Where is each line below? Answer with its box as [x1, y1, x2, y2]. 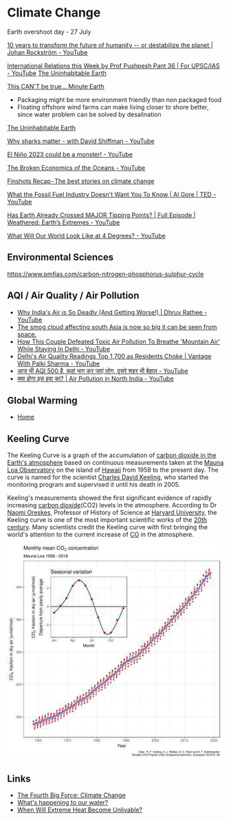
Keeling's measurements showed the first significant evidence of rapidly [7, 494, 212, 502]
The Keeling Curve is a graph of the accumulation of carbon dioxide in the [7, 451, 217, 459]
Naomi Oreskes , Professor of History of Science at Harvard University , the [7, 508, 217, 517]
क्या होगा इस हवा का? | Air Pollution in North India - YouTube [16, 374, 174, 383]
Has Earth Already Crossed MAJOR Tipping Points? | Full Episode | [7, 211, 196, 219]
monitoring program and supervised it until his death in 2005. [7, 481, 181, 489]
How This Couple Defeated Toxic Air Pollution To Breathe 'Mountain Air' [16, 337, 221, 346]
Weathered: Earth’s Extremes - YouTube [7, 218, 120, 227]
